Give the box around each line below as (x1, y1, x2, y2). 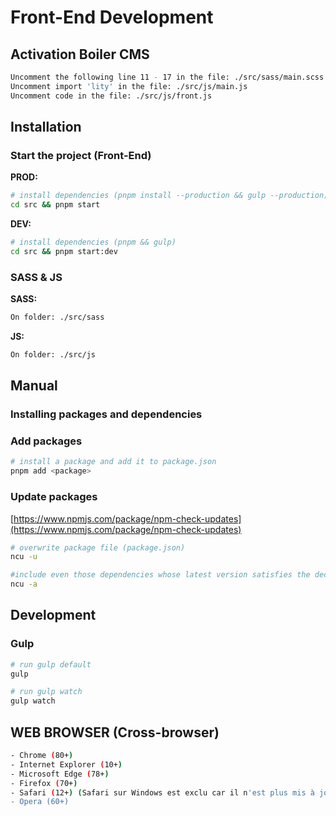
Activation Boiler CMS (10, 46, 150, 63)
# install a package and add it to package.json (10, 457, 217, 467)
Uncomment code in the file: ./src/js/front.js (10, 91, 213, 101)
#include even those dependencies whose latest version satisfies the (10, 570, 311, 580)
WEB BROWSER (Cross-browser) (10, 724, 220, 741)
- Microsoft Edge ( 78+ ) (10, 769, 110, 779)
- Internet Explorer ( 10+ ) (10, 759, 123, 770)
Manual (10, 377, 58, 395)
